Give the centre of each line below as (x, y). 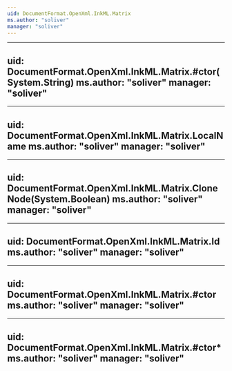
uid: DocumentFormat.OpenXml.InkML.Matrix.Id (114, 241)
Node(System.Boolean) (59, 199)
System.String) (41, 83)
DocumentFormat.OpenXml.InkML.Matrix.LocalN (115, 135)
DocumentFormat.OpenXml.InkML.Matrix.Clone (113, 188)
